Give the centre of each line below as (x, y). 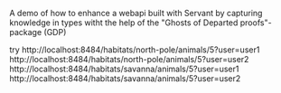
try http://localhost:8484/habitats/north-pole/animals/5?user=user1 (135, 50)
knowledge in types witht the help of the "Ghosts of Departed (124, 23)
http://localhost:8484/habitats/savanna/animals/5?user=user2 (125, 79)
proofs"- (256, 23)
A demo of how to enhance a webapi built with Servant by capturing (136, 13)
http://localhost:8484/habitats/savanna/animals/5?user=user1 (124, 69)
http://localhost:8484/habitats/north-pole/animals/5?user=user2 (129, 59)
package (26, 32)
